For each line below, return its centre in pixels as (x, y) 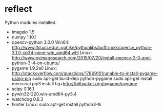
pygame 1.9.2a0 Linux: (34, 68)
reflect (18, 9)
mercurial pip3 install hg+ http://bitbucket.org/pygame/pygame (74, 83)
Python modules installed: (31, 22)
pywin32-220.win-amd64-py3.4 (44, 94)
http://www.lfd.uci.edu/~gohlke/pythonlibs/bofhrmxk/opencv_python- (82, 47)
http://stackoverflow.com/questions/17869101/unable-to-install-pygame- (85, 73)
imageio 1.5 (23, 32)
